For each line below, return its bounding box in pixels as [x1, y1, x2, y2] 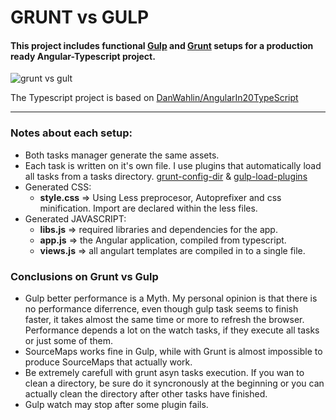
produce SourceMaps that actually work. [24, 356, 193, 368]
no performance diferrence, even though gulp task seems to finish [24, 302, 299, 315]
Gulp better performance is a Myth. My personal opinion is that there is [24, 292, 318, 304]
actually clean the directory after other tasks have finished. [24, 387, 268, 400]
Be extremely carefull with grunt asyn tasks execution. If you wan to [24, 366, 305, 378]
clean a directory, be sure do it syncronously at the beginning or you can [24, 377, 325, 389]
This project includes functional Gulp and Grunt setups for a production [10, 39, 314, 51]
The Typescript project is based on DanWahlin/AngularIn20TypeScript [10, 92, 299, 104]
